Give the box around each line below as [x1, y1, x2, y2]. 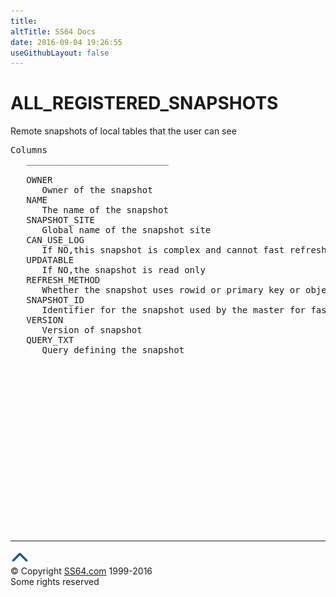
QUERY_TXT [26, 335, 75, 346]
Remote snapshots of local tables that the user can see [10, 125, 237, 137]
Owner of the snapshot [41, 185, 153, 196]
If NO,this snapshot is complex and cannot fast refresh [41, 245, 327, 256]
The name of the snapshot [41, 205, 169, 216]
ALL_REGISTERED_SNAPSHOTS [10, 92, 279, 115]
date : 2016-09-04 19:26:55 [10, 37, 123, 47]
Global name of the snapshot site [41, 225, 212, 236]
